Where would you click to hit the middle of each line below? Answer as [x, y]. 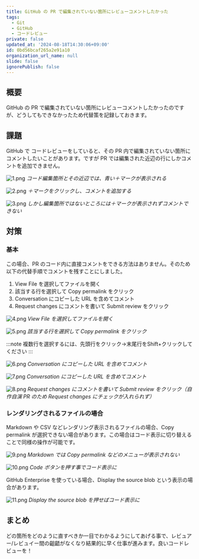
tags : [13, 17]
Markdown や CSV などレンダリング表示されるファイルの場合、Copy [90, 427]
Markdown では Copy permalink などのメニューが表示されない [104, 455]
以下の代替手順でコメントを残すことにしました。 [66, 271]
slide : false [22, 61]
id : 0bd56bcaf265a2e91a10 [38, 50]
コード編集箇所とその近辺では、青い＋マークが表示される [97, 178]
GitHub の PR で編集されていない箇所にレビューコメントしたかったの [90, 108]
